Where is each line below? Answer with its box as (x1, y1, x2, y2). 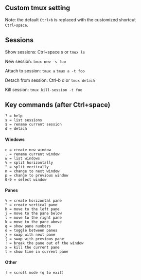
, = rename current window (5, 152, 60, 157)
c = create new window (5, 147, 51, 152)
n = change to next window (5, 169, 60, 174)
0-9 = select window (5, 177, 47, 182)
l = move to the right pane (5, 215, 62, 220)
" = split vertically (5, 164, 49, 169)
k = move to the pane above (5, 219, 62, 224)
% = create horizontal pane (5, 198, 62, 203)
